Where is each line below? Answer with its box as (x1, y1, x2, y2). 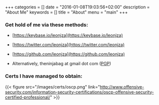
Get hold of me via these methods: (5, 21, 88, 28)
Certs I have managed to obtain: (5, 73, 82, 80)
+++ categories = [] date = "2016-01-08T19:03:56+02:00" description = (5, 4, 150, 10)
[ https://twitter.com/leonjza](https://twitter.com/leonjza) (12, 42, 125, 48)
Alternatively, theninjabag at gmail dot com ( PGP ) (12, 61, 111, 67)
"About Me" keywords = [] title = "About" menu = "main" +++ (5, 9, 128, 15)
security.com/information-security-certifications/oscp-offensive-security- (5, 89, 154, 95)
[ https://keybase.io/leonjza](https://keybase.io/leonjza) (12, 33, 123, 38)
